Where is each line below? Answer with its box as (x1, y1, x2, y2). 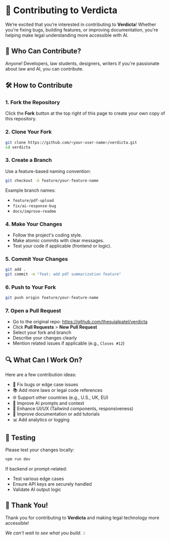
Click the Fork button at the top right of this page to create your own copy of (5, 110, 165, 116)
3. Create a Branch (5, 157, 52, 164)
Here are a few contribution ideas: (5, 371, 77, 378)
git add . (5, 267, 26, 272)
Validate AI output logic (12, 486, 62, 492)
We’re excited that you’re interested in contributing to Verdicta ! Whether (5, 21, 156, 27)
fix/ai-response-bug (12, 203, 56, 209)
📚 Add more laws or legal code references (12, 387, 103, 393)
